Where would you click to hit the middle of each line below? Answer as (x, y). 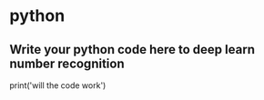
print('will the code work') (58, 85)
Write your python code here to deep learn (132, 50)
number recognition (67, 63)
